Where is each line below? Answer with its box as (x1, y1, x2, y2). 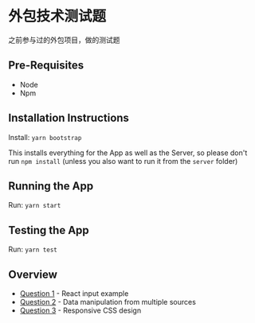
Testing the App (8, 224, 89, 237)
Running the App (8, 179, 94, 193)
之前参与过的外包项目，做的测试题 (8, 35, 120, 45)
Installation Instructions (8, 111, 130, 125)
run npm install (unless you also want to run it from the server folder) (8, 156, 238, 165)
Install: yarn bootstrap (8, 132, 82, 142)
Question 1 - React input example (19, 289, 129, 298)
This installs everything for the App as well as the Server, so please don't (8, 148, 248, 158)
